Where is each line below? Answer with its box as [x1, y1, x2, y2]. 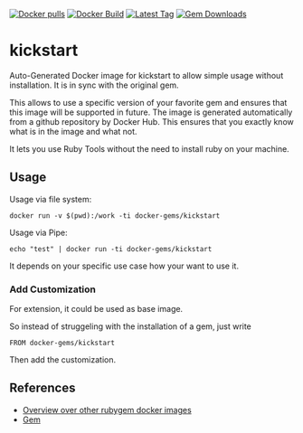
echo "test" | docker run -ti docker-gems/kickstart [9, 244, 213, 253]
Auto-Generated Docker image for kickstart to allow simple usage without [9, 70, 284, 80]
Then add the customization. [9, 354, 117, 365]
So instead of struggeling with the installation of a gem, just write [9, 321, 251, 332]
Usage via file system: [9, 193, 92, 204]
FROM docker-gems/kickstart [9, 339, 116, 348]
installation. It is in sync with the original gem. [9, 80, 179, 90]
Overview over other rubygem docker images [22, 404, 192, 415]
